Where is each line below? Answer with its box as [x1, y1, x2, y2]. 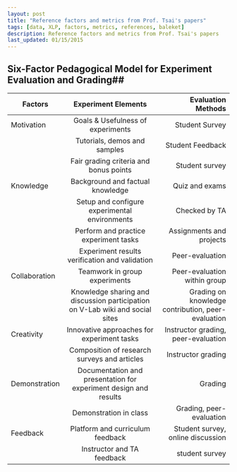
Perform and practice [75, 225, 146, 235]
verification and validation [67, 255, 153, 265]
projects [198, 235, 226, 244]
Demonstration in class [72, 408, 148, 418]
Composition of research [69, 345, 152, 355]
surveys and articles [76, 354, 144, 364]
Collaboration [11, 271, 56, 281]
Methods [195, 103, 226, 113]
